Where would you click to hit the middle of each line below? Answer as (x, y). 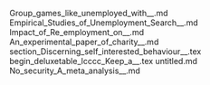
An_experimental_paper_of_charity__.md (84, 42)
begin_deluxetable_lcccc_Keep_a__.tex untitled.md (103, 61)
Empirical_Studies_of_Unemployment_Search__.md (104, 23)
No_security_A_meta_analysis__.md (75, 71)
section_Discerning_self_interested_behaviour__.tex (105, 52)
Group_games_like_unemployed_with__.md (89, 13)
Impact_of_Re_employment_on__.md (77, 32)
